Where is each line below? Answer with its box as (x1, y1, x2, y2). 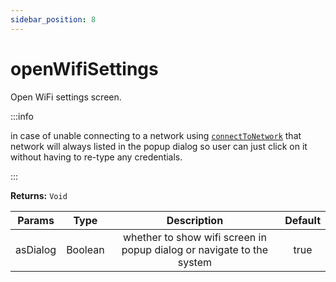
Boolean (66, 242, 105, 256)
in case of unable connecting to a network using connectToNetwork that (10, 129, 302, 141)
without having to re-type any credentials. (10, 151, 183, 163)
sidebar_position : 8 (10, 14, 97, 25)
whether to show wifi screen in (122, 230, 267, 244)
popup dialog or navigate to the (121, 242, 269, 256)
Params (17, 213, 55, 227)
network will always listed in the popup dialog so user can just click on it (10, 140, 308, 152)
